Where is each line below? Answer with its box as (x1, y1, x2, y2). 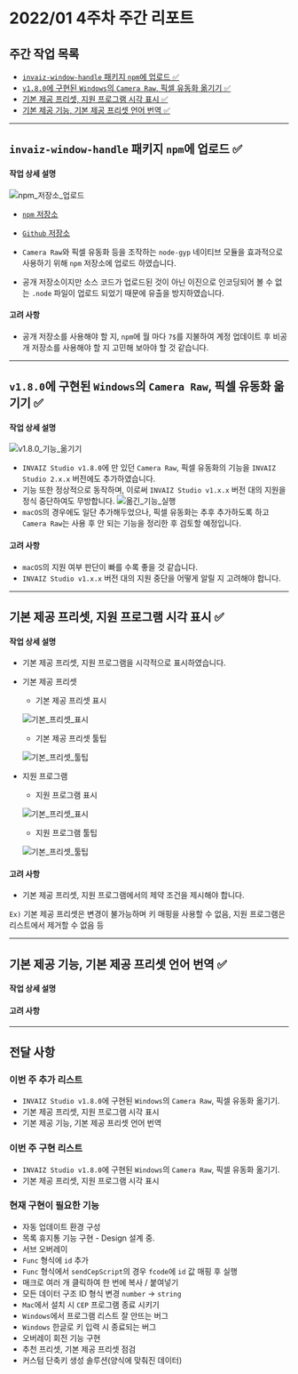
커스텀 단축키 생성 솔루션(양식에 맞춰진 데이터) (21, 1354, 183, 1365)
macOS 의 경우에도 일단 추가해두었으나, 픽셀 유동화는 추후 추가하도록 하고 (21, 507, 270, 518)
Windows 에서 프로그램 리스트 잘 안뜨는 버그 (21, 1310, 169, 1321)
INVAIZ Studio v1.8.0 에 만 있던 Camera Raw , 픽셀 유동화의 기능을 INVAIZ (21, 462, 277, 473)
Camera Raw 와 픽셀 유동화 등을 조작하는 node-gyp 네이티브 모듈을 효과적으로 (21, 246, 284, 257)
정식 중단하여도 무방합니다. (21, 495, 115, 507)
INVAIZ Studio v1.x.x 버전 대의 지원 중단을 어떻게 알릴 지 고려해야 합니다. (21, 573, 281, 583)
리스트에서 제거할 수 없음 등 (9, 920, 105, 930)
